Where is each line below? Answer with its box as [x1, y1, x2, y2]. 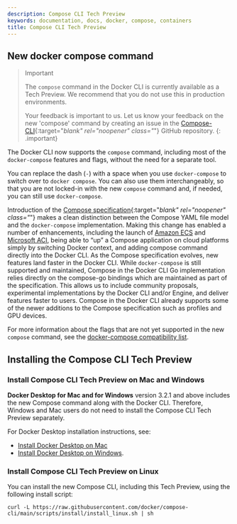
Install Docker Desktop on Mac [17, 441, 108, 449]
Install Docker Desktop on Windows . [17, 449, 124, 457]
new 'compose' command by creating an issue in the [24, 119, 180, 128]
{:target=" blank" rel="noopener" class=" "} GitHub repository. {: [34, 127, 221, 135]
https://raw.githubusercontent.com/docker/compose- [33, 504, 189, 511]
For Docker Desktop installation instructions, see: [7, 427, 151, 436]
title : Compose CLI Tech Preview [7, 23, 106, 31]
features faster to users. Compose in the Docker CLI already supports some [7, 296, 229, 305]
